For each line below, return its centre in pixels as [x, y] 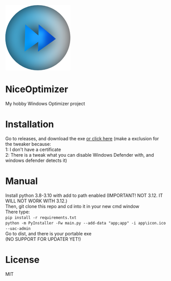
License [23, 260]
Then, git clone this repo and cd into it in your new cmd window [72, 206]
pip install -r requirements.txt [41, 218]
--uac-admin [18, 229]
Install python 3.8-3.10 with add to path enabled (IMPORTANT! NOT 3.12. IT [84, 195]
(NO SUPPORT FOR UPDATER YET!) [43, 239]
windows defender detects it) [36, 160]
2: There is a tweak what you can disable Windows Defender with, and [80, 155]
